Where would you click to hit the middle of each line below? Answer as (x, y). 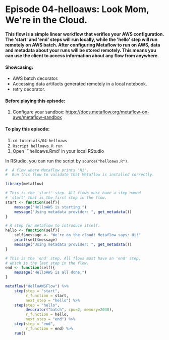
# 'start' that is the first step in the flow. (56, 198)
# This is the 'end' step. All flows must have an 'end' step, (73, 258)
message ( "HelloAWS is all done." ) (50, 272)
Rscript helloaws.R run (38, 146)
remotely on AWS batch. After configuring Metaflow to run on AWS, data (83, 45)
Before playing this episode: (35, 101)
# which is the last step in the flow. (47, 263)
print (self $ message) (36, 240)
